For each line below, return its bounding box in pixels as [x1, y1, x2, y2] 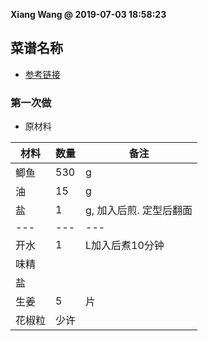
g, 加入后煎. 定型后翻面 [85, 204, 193, 218]
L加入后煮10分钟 [85, 239, 165, 253]
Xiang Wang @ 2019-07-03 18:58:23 [10, 9, 167, 20]
